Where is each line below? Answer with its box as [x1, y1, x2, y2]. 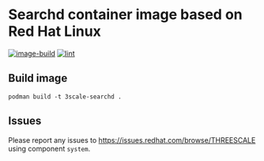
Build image [8, 71, 68, 85]
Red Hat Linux [8, 22, 101, 40]
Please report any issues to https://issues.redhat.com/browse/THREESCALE [8, 135, 256, 144]
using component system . [8, 144, 91, 153]
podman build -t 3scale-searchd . [8, 93, 123, 101]
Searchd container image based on [8, 6, 243, 24]
